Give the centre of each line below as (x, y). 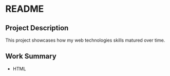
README (25, 9)
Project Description (37, 28)
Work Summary (31, 56)
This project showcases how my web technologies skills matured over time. (85, 40)
